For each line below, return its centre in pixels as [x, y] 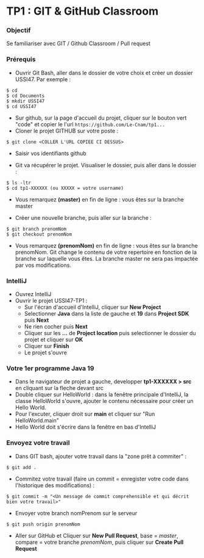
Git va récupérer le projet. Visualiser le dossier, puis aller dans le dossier [106, 165]
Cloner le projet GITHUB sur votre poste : [67, 131]
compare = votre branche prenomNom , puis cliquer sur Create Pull [99, 542]
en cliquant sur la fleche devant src [59, 388]
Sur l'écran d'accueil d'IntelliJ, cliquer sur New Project [93, 307]
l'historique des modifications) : [55, 485]
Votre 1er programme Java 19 [50, 368]
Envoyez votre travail [38, 443]
